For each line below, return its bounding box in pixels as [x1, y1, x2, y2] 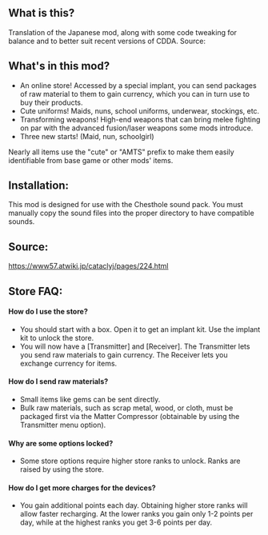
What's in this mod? [8, 59, 110, 73]
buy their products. [19, 98, 83, 107]
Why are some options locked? [8, 438, 114, 448]
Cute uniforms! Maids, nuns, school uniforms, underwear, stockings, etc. [19, 106, 260, 115]
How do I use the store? [8, 307, 88, 317]
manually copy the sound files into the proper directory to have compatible [8, 208, 254, 218]
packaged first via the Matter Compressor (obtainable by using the [19, 412, 240, 421]
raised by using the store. [19, 465, 104, 474]
